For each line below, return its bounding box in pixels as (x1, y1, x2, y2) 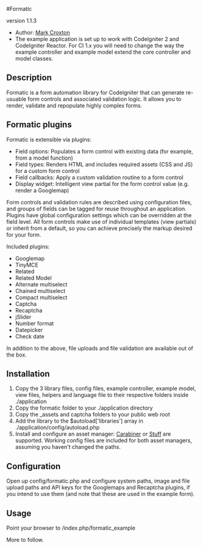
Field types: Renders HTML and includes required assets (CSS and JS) (15, 160, 193, 168)
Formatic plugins (6, 119, 72, 130)
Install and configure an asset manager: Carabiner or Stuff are (15, 431, 171, 438)
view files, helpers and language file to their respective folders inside (15, 391, 189, 399)
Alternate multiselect (15, 281, 68, 288)
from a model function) (15, 154, 73, 161)
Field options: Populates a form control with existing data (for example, (15, 147, 193, 155)
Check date (15, 333, 45, 340)
